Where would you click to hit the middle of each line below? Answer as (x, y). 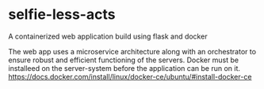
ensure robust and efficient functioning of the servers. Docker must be (124, 60)
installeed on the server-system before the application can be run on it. (124, 68)
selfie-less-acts (62, 15)
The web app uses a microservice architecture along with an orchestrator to (132, 51)
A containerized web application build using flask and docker (108, 36)
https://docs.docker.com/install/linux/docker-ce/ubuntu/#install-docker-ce (130, 76)
